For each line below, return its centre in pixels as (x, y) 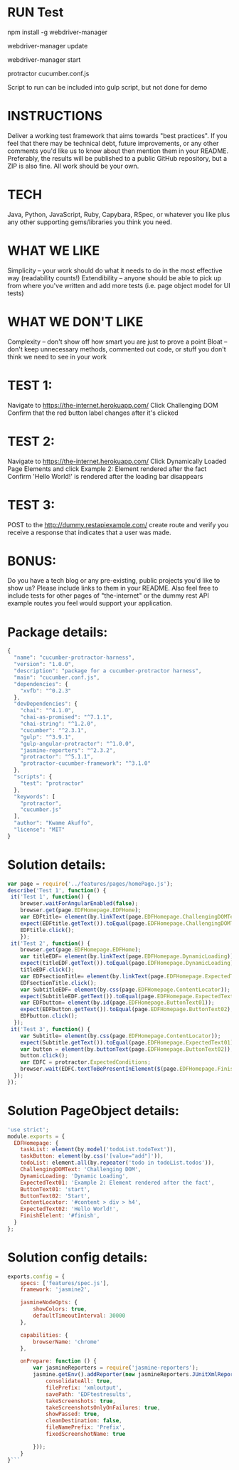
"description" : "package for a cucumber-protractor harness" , (108, 671)
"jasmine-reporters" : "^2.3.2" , (68, 750)
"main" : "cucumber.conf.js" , (57, 677)
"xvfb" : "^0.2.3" (46, 691)
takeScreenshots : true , (80, 1401)
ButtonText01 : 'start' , (55, 1189)
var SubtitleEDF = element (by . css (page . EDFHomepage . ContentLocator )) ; (126, 990)
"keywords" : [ (34, 797)
